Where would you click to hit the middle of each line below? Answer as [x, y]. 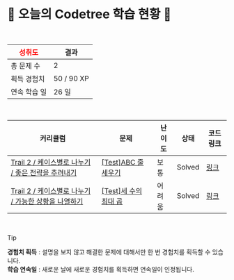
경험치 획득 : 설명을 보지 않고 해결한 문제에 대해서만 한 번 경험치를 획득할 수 [109, 252]
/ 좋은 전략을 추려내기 [44, 172]
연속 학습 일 [29, 92]
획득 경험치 [28, 79]
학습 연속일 [22, 269]
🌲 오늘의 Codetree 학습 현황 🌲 [89, 14]
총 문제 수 [25, 65]
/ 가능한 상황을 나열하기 [47, 201]
